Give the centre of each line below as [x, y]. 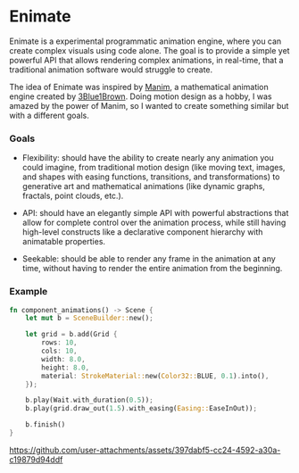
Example [29, 292]
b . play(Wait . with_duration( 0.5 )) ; [89, 400]
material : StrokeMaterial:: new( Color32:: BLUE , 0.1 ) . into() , [155, 376]
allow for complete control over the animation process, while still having [154, 223]
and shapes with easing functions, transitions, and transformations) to [151, 177]
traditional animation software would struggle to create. [111, 70]
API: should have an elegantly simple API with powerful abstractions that [155, 213]
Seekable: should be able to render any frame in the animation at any [149, 259]
